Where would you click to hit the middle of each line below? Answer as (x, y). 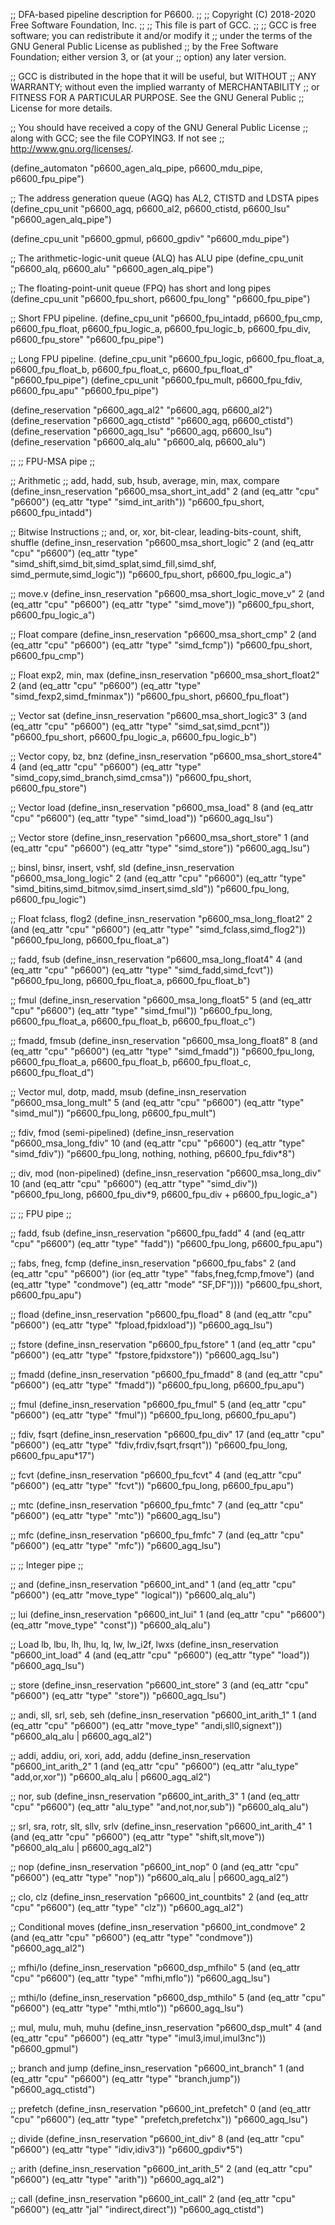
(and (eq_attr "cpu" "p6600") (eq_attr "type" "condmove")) (132, 1937)
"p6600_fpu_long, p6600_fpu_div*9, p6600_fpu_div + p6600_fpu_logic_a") (164, 1194)
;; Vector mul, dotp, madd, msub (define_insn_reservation (128, 1092)
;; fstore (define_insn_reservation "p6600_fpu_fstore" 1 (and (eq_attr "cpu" (163, 1344)
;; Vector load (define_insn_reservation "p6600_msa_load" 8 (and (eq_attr (162, 807)
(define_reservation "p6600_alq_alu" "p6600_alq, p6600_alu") (138, 442)
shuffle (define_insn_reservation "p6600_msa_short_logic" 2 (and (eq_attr (162, 542)
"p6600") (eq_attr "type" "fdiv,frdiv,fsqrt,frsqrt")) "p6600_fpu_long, (149, 1445)
